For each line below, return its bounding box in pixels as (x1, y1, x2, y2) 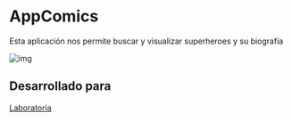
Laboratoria (9, 102, 52, 113)
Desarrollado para (9, 78, 112, 94)
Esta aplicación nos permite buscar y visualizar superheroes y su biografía (9, 36, 284, 46)
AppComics (9, 6, 99, 27)
